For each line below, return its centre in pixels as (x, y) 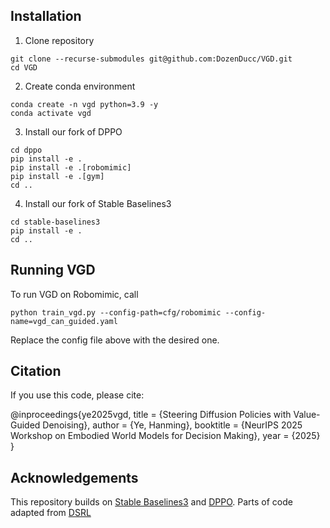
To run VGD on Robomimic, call (74, 294)
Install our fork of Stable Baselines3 (98, 203)
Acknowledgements (74, 477)
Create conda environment (80, 86)
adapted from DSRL (51, 513)
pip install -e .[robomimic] (71, 167)
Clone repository (59, 40)
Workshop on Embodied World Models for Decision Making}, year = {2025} (165, 436)
